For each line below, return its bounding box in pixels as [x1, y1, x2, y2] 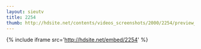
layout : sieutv [6, 8, 44, 15]
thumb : [6, 20, 23, 26]
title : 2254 [6, 14, 36, 20]
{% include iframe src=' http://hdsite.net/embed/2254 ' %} [6, 36, 148, 44]
